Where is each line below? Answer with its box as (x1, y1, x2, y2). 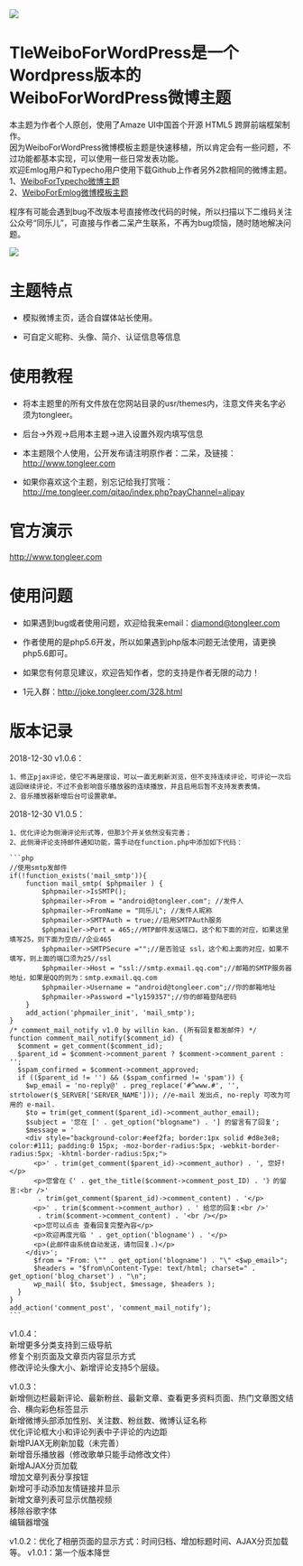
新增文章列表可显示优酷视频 (9, 1494, 113, 1505)
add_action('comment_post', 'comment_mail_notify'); (9, 1303, 212, 1312)
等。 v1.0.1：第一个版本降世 (9, 1547, 111, 1558)
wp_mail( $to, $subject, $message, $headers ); (32, 1279, 216, 1289)
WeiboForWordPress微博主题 (9, 88, 232, 108)
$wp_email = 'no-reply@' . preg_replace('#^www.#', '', (25, 1080, 241, 1090)
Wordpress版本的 (9, 65, 142, 86)
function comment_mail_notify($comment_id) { (9, 1033, 183, 1042)
